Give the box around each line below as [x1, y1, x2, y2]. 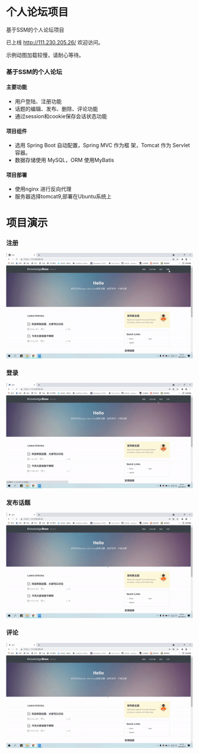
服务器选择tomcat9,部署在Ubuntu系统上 [14, 193, 112, 200]
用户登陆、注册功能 [14, 98, 62, 105]
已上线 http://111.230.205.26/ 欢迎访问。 [6, 39, 104, 46]
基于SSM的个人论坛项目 [6, 26, 65, 33]
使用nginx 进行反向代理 [14, 185, 72, 193]
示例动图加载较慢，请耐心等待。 [6, 51, 84, 58]
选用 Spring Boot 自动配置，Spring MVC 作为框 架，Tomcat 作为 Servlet [14, 142, 191, 149]
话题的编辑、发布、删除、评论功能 [14, 105, 98, 113]
